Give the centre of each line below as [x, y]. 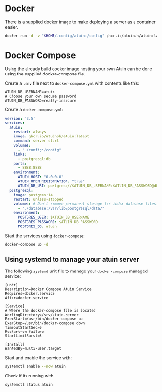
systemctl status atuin [29, 385]
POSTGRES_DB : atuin [37, 226]
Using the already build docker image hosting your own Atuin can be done [79, 69]
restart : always [30, 132]
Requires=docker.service [30, 294]
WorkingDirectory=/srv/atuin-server [42, 315]
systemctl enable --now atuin [35, 367]
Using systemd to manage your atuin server [72, 259]
